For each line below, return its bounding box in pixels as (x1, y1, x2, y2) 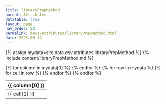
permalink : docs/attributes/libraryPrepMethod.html (5, 31, 117, 36)
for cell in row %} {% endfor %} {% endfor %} (5, 70, 102, 76)
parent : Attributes (5, 12, 47, 17)
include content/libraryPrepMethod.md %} (5, 55, 94, 61)
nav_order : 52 (5, 26, 36, 31)
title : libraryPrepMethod (5, 7, 60, 13)
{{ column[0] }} (8, 82, 45, 89)
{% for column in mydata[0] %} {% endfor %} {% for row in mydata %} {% (5, 64, 161, 71)
